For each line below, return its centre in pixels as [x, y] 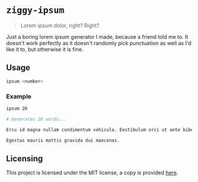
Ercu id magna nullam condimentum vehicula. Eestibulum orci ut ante [93, 130]
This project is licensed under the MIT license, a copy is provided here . [92, 173]
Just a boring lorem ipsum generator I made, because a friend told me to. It [97, 36]
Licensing [24, 158]
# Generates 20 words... [37, 119]
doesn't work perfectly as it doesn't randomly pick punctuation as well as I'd [99, 43]
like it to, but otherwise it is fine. [45, 49]
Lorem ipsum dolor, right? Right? [60, 25]
